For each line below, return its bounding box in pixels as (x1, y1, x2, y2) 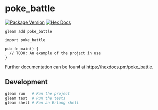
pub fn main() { (5, 46, 39, 51)
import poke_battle (5, 37, 46, 42)
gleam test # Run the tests (5, 96, 66, 101)
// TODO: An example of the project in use (9, 50, 101, 56)
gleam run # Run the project (5, 91, 70, 96)
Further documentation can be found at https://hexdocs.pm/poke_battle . (5, 64, 154, 70)
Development (5, 78, 48, 86)
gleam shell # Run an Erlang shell (5, 100, 79, 105)
